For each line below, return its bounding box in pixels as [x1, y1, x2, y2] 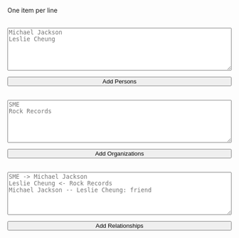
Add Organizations [95, 150, 144, 157]
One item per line [7, 6, 58, 14]
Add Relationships [95, 222, 144, 229]
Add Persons [102, 78, 137, 85]
